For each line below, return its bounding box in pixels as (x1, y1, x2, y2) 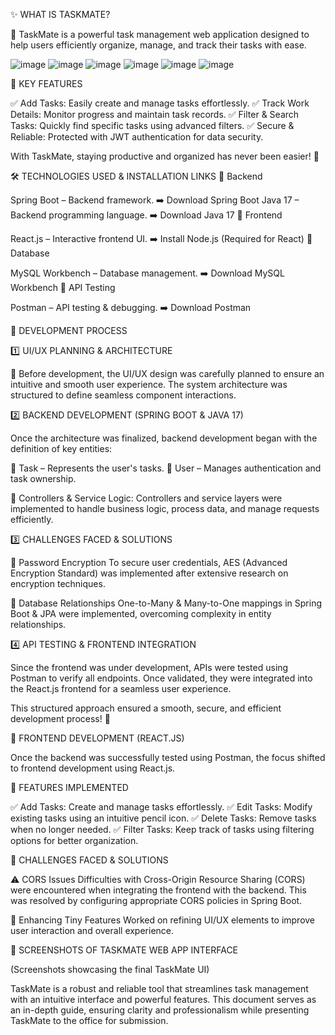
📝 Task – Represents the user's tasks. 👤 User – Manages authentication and (10, 462, 322, 474)
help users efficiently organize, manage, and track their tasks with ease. (10, 39, 307, 51)
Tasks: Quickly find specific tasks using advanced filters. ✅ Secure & (10, 120, 295, 131)
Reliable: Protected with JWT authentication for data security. (10, 131, 264, 143)
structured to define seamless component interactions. (10, 389, 237, 401)
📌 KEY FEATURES (10, 78, 83, 89)
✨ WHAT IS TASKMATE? (10, 9, 111, 20)
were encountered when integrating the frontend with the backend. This (10, 884, 307, 896)
